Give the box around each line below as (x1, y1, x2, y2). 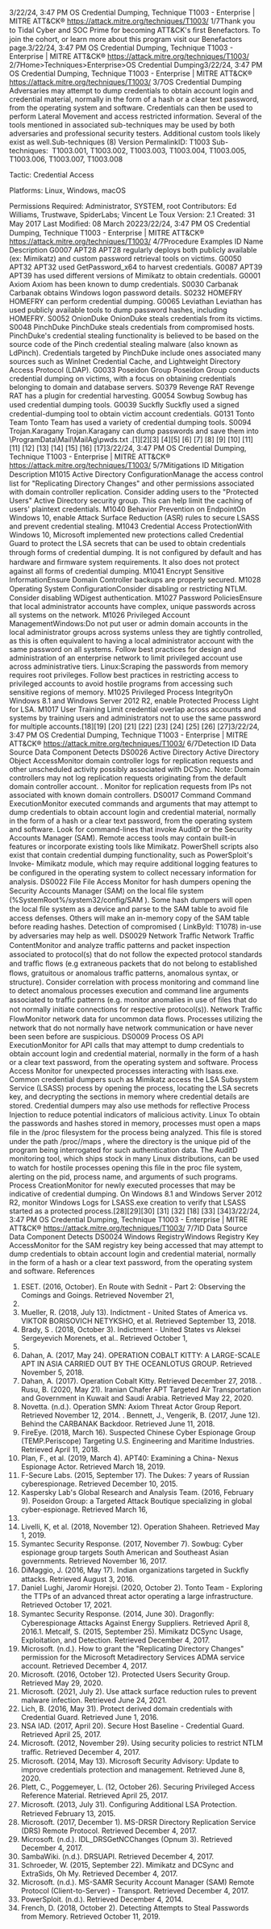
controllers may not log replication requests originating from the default (9, 773, 247, 783)
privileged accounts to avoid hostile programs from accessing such (9, 678, 233, 688)
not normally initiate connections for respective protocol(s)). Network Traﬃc (9, 1004, 263, 1014)
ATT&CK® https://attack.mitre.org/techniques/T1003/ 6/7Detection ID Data (9, 739, 256, 748)
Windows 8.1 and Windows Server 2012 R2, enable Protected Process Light (9, 696, 259, 705)
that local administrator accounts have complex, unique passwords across (9, 602, 256, 611)
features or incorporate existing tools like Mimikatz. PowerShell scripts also (9, 841, 259, 851)
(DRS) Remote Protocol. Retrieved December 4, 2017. (20, 1826, 198, 1835)
